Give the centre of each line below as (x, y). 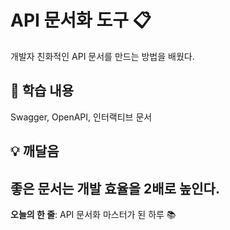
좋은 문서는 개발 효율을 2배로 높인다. (115, 188)
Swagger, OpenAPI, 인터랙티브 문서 (81, 117)
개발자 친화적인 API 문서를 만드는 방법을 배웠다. (102, 56)
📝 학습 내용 (42, 91)
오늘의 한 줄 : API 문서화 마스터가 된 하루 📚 (93, 214)
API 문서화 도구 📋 (81, 20)
